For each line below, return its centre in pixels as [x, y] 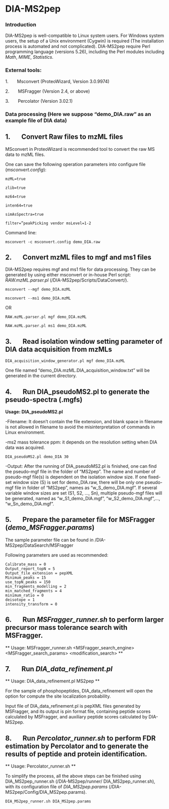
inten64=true [19, 206]
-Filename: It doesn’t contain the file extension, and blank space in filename [84, 421]
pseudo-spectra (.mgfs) [44, 400]
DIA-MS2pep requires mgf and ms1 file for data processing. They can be [81, 269]
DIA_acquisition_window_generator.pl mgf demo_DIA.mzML [65, 361]
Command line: [21, 232]
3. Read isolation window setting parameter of [84, 341]
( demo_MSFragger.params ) [50, 528]
